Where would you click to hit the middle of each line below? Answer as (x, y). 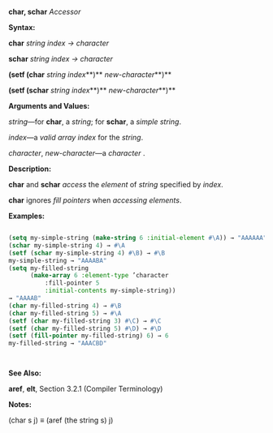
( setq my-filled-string (49, 268)
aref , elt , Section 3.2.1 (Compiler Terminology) (86, 389)
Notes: (20, 405)
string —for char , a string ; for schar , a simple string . (95, 122)
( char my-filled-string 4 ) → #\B (65, 306)
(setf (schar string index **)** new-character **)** (92, 90)
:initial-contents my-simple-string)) (110, 291)
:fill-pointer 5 (72, 283)
